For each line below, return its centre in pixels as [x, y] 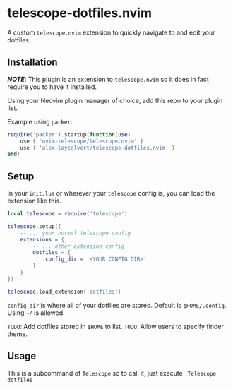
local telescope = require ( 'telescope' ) [68, 214]
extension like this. [34, 201]
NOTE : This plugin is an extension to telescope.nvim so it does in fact [108, 79]
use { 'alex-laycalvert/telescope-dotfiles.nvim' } [97, 148]
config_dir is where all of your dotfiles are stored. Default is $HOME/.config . [117, 305]
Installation [32, 62]
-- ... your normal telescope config [76, 233]
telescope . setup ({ [34, 226]
